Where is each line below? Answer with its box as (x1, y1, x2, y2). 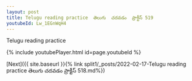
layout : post (6, 9, 39, 15)
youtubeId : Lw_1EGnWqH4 (6, 20, 67, 26)
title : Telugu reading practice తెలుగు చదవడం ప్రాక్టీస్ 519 (6, 15, 154, 21)
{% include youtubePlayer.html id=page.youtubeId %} (6, 49, 142, 56)
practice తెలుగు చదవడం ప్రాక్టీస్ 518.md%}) (6, 67, 105, 74)
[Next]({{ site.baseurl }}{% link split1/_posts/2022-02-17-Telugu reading (6, 60, 187, 68)
